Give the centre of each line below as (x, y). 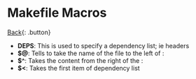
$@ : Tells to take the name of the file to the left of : (91, 53)
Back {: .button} (29, 32)
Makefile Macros (57, 13)
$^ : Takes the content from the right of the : (80, 60)
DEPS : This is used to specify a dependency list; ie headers (103, 45)
